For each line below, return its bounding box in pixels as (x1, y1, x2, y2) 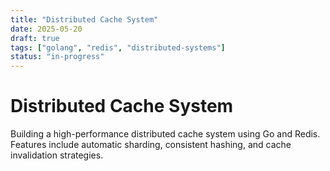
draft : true (10, 33, 60, 43)
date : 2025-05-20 (10, 24, 83, 34)
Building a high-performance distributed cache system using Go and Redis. (10, 128, 321, 140)
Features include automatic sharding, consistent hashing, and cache (10, 139, 292, 151)
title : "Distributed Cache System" (10, 14, 159, 25)
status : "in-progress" (10, 52, 105, 62)
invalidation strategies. (10, 149, 104, 161)
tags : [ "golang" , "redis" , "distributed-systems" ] (10, 42, 226, 53)
